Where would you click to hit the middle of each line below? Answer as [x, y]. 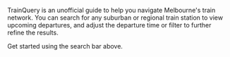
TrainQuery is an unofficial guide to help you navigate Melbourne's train [111, 10]
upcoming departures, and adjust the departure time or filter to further [109, 25]
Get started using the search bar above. [65, 46]
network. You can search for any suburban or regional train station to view [115, 18]
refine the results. [33, 32]
